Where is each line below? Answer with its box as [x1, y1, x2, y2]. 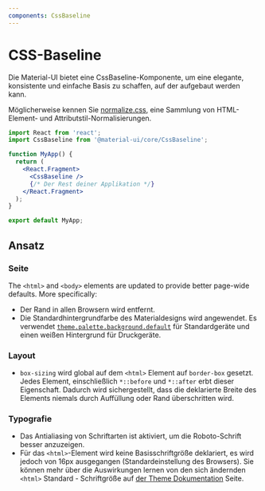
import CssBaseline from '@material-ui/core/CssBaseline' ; [8, 136, 208, 144]
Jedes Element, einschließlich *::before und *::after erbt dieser [19, 376, 235, 387]
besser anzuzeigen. [19, 440, 85, 450]
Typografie [8, 414, 53, 425]
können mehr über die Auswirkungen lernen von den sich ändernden [19, 465, 246, 475]
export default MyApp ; [8, 217, 84, 225]
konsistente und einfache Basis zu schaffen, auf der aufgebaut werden [8, 81, 240, 90]
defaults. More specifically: [8, 289, 98, 299]
